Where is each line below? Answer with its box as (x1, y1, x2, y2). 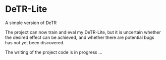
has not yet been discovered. (5, 39, 65, 45)
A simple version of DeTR (5, 20, 57, 26)
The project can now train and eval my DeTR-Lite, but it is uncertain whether (5, 29, 161, 35)
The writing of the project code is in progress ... (5, 49, 103, 55)
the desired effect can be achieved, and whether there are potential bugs (5, 34, 155, 40)
